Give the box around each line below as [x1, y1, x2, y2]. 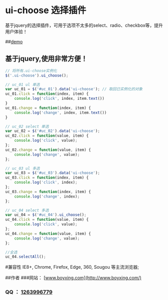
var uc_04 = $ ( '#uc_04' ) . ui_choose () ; [5, 212, 87, 217]
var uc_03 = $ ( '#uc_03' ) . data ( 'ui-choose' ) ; [5, 170, 100, 175]
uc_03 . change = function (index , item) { [5, 189, 92, 194]
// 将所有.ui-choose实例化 [5, 68, 57, 73]
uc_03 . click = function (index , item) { [5, 175, 89, 181]
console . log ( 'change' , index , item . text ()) [14, 110, 107, 115]
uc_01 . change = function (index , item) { [5, 105, 92, 110]
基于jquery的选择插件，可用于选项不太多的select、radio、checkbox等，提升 [5, 22, 163, 28]
